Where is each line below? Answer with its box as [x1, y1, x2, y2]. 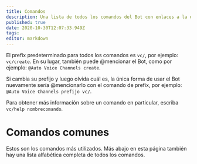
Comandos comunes [6, 126, 110, 139]
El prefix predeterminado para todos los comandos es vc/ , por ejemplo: [6, 52, 179, 58]
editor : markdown [6, 36, 49, 41]
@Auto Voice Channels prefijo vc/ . [6, 88, 92, 95]
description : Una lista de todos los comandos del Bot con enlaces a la [6, 14, 188, 20]
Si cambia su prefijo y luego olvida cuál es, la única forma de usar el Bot [6, 75, 180, 82]
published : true [6, 19, 46, 25]
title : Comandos [6, 8, 46, 15]
